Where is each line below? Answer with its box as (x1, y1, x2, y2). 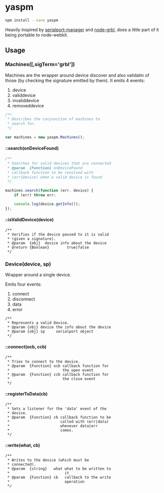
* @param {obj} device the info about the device (7, 325, 111, 330)
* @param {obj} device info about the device (7, 241, 107, 246)
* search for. (7, 121, 36, 127)
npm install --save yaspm (5, 18, 58, 23)
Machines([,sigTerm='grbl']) (5, 61, 75, 68)
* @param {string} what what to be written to (7, 466, 111, 471)
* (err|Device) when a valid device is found (7, 174, 102, 180)
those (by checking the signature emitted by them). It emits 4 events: (5, 77, 145, 83)
